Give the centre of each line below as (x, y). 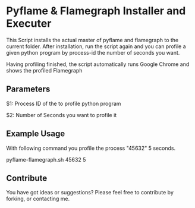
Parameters (28, 89)
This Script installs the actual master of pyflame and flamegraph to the (92, 40)
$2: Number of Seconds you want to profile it (62, 115)
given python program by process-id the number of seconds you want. (93, 52)
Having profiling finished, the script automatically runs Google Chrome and (98, 64)
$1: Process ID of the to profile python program (64, 103)
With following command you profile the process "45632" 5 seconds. (91, 148)
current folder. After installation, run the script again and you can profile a (96, 46)
